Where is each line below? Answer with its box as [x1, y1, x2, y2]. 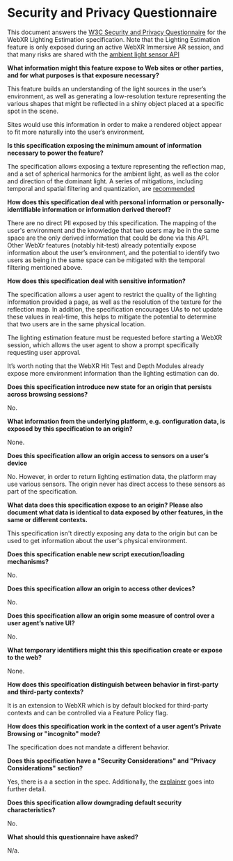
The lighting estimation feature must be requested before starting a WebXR [7, 333, 223, 342]
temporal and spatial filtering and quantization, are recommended [7, 184, 195, 192]
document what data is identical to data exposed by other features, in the [7, 508, 223, 517]
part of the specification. [7, 487, 78, 496]
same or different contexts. [7, 515, 88, 524]
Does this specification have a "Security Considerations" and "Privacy [7, 756, 216, 765]
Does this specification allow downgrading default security [7, 798, 182, 807]
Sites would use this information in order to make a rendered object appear [7, 120, 222, 128]
